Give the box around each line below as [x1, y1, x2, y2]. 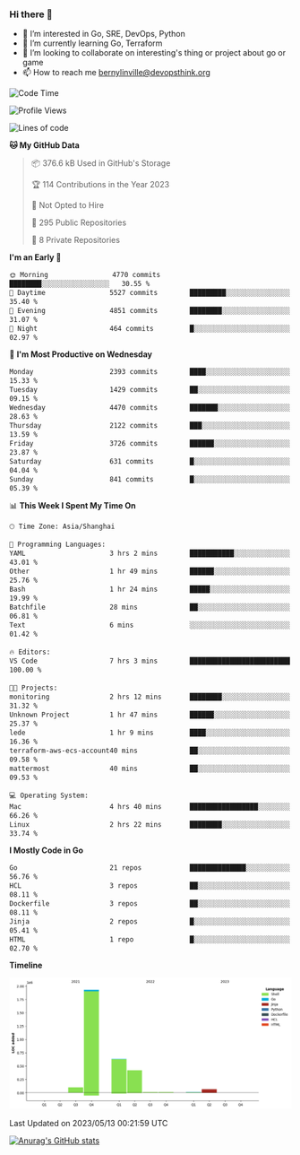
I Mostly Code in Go [9, 845, 83, 855]
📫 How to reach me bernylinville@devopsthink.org [21, 67, 210, 78]
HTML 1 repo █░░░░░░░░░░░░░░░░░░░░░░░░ [9, 935, 291, 944]
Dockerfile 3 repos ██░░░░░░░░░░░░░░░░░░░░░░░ [9, 899, 291, 908]
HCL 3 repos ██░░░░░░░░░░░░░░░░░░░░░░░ [9, 881, 291, 890]
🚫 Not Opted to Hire [30, 200, 105, 211]
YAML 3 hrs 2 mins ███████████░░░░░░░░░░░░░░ [9, 549, 291, 559]
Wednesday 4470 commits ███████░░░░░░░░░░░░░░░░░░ [9, 404, 291, 412]
